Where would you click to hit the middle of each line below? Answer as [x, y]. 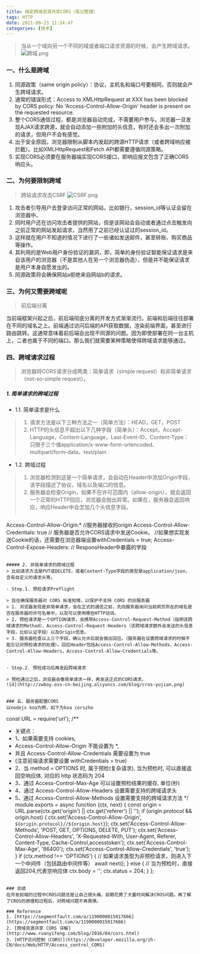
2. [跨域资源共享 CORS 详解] [39, 928]
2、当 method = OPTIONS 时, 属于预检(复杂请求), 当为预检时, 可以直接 [101, 768]
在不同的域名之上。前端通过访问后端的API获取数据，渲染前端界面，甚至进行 [99, 326]
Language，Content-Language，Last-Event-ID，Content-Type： [109, 437]
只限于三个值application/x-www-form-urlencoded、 [93, 445]
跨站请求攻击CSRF [43, 195]
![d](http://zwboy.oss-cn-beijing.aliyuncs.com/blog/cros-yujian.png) [96, 685]
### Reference [24, 912]
